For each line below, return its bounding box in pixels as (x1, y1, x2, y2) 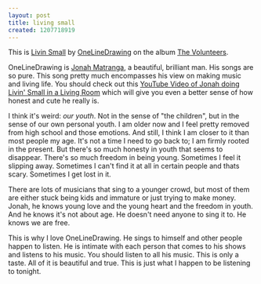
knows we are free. (8, 218, 71, 228)
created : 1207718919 (8, 26, 76, 34)
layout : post (8, 11, 51, 20)
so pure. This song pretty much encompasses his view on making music (8, 71, 241, 81)
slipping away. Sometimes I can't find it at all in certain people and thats (8, 162, 240, 171)
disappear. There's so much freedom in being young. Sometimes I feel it (8, 153, 241, 162)
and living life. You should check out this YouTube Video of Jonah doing (8, 79, 241, 89)
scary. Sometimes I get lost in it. (8, 169, 111, 179)
